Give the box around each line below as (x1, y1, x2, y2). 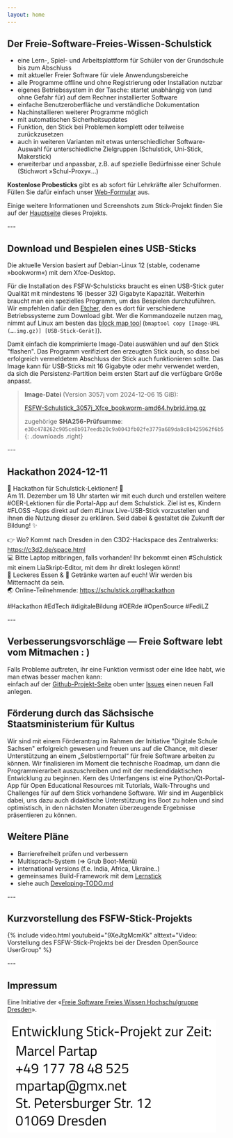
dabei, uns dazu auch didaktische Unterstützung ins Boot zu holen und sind (7, 796, 224, 804)
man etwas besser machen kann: (7, 672, 102, 681)
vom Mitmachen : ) (7, 647, 90, 658)
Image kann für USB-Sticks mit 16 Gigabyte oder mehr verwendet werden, (7, 362, 220, 370)
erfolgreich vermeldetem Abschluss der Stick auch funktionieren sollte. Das (7, 355, 224, 363)
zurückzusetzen (17, 130, 64, 139)
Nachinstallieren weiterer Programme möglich (17, 108, 149, 116)
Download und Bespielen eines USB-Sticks (7, 242, 197, 254)
